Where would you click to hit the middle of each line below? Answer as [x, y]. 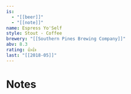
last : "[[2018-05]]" [32, 55]
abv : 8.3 [17, 45]
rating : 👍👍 [21, 50]
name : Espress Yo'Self [34, 28]
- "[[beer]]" [28, 17]
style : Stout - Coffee [34, 33]
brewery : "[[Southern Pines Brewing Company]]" [66, 39]
